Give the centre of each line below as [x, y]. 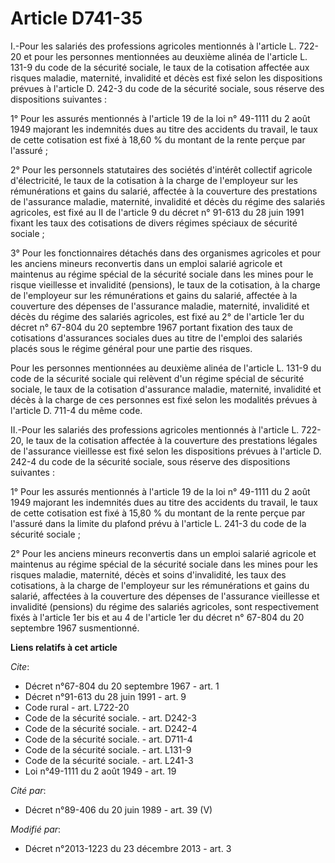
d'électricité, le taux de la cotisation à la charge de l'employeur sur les [154, 180]
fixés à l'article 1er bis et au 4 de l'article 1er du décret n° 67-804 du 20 [157, 617]
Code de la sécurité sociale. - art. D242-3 [110, 718]
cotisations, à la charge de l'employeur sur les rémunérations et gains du [160, 585]
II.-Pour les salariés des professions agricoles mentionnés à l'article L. [155, 429]
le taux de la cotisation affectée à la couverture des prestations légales [171, 440]
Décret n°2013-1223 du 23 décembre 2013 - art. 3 [128, 848]
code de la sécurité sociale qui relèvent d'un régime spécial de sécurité [157, 378]
